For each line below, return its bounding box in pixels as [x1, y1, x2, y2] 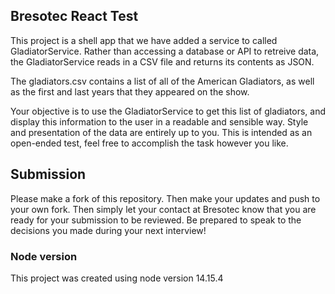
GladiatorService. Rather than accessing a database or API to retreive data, [10, 45, 320, 57]
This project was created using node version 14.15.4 [10, 272, 224, 284]
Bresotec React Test [10, 8, 139, 25]
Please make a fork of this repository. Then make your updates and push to [10, 192, 321, 204]
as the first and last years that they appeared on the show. [10, 85, 250, 98]
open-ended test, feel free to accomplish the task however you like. [10, 137, 289, 149]
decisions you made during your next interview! [10, 224, 207, 236]
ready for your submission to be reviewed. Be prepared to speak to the [10, 214, 302, 226]
